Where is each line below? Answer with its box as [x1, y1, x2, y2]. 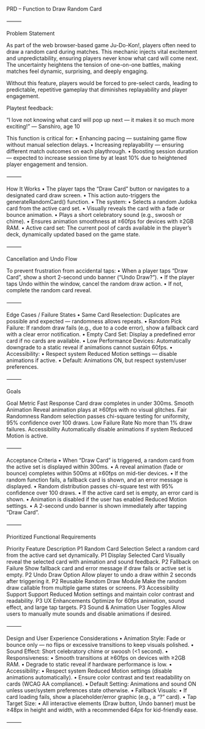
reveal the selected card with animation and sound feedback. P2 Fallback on [6, 558, 199, 565]
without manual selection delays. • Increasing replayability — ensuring [6, 141, 184, 148]
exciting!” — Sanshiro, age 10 [6, 123, 81, 130]
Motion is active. [6, 432, 48, 439]
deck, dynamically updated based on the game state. [6, 231, 141, 238]
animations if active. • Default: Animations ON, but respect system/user [6, 357, 187, 364]
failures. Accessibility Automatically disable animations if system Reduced [6, 426, 193, 432]
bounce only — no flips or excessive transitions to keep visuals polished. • [6, 641, 194, 648]
